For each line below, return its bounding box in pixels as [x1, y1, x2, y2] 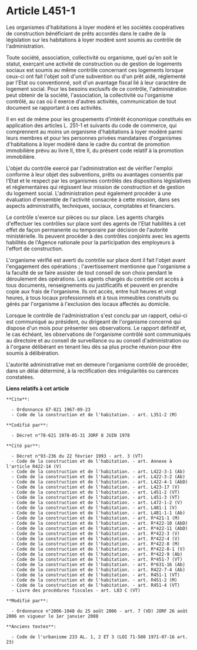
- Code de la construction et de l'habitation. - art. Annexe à [11, 458, 172, 464]
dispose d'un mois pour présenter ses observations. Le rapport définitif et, [6, 324, 187, 331]
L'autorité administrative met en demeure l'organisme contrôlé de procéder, [6, 361, 189, 368]
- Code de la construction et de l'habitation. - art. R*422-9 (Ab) [11, 551, 183, 557]
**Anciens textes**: [6, 623, 57, 629]
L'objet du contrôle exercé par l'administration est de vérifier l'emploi [6, 164, 173, 172]
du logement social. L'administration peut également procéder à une [6, 190, 172, 197]
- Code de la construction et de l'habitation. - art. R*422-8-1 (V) [11, 546, 185, 552]
